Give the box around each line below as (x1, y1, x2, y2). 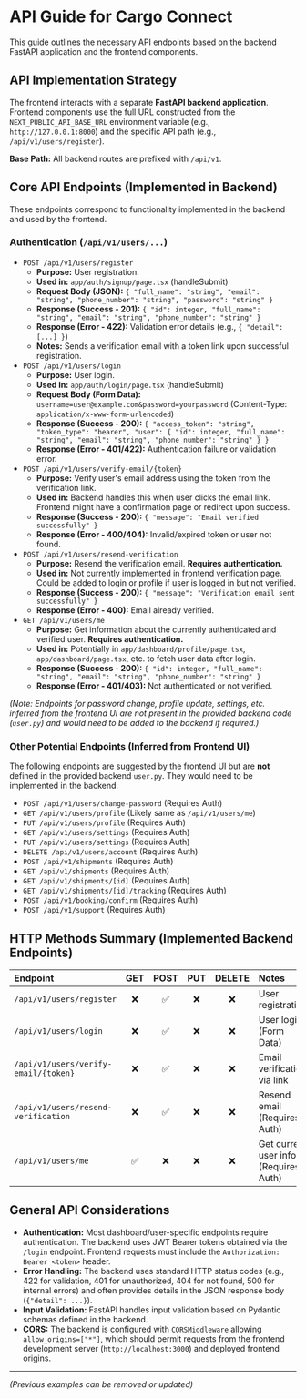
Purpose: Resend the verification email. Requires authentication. (36, 557, 284, 568)
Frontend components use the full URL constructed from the (9, 107, 236, 117)
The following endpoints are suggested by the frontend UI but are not (9, 761, 270, 771)
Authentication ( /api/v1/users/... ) (9, 236, 168, 249)
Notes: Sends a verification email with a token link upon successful (36, 340, 290, 352)
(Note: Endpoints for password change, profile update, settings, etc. (9, 698, 266, 709)
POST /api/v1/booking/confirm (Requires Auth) (22, 894, 199, 905)
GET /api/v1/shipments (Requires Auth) (22, 865, 170, 876)
